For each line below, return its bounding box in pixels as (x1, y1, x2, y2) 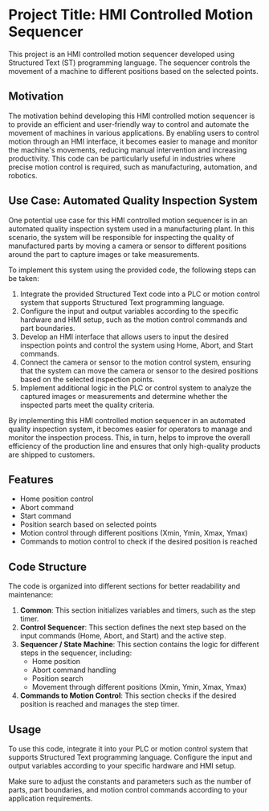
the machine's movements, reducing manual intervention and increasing (8, 145, 247, 154)
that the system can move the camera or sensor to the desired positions (19, 365, 259, 375)
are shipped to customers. (8, 450, 96, 459)
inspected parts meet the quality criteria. (19, 400, 155, 410)
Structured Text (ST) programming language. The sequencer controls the (8, 58, 251, 67)
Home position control (19, 494, 94, 503)
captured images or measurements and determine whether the (19, 391, 228, 401)
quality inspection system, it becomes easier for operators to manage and (8, 424, 253, 434)
